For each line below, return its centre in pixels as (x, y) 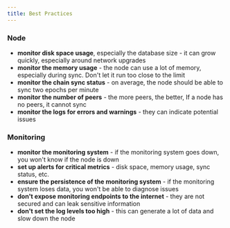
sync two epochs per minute (58, 89)
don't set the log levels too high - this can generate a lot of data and (115, 211)
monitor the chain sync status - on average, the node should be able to (120, 82)
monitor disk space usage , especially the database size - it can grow (116, 53)
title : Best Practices (40, 14)
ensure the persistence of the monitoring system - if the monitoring (116, 182)
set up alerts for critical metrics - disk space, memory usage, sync (114, 167)
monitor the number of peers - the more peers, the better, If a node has (120, 97)
